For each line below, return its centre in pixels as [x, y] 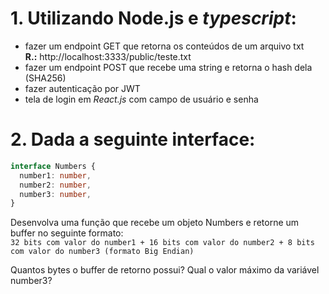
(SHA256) [45, 78]
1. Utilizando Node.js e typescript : [153, 18]
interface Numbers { [53, 166]
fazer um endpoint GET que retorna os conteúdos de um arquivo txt [164, 46]
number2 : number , [55, 185]
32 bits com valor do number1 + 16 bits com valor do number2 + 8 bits [162, 243]
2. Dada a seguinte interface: [133, 139]
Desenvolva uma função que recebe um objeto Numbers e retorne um [155, 223]
